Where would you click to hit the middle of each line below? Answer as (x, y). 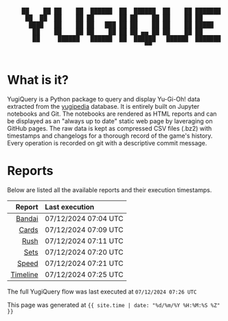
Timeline (25, 274)
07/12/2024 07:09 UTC (84, 229)
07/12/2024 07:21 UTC (84, 263)
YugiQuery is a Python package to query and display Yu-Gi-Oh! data (104, 99)
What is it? (38, 80)
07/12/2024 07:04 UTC (84, 218)
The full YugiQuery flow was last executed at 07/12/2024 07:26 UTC (102, 291)
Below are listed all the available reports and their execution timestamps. (110, 189)
